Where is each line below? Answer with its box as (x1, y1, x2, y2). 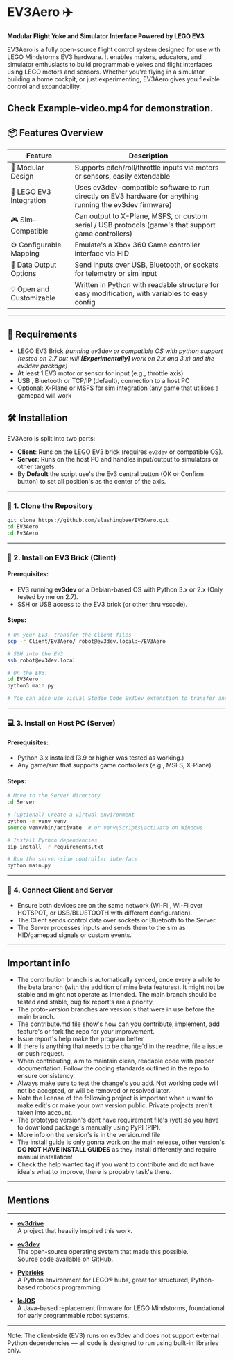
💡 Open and (10, 284, 50, 294)
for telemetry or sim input (74, 269, 157, 279)
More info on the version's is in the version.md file (17, 1131, 161, 1139)
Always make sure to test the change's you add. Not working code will (17, 1079, 218, 1087)
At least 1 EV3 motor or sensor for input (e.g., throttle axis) (17, 368, 184, 377)
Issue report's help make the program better (17, 1035, 144, 1043)
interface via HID (74, 249, 130, 259)
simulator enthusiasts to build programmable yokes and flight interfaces (7, 60, 213, 68)
